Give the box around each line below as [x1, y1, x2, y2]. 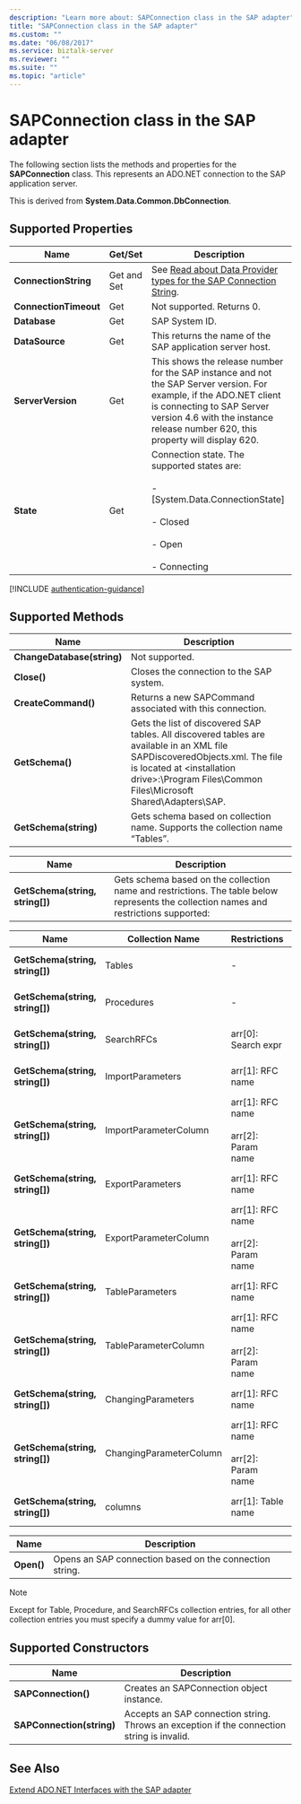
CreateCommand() [13, 697, 96, 710]
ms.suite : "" [9, 64, 58, 73]
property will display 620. [150, 433, 260, 446]
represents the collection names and [114, 896, 268, 909]
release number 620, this [150, 423, 258, 435]
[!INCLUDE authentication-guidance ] [9, 583, 145, 594]
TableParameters [105, 1285, 177, 1298]
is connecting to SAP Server [150, 400, 270, 413]
